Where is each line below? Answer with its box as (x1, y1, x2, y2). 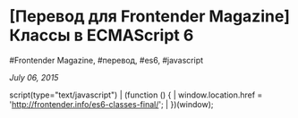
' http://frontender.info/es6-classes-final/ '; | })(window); (9, 98, 214, 109)
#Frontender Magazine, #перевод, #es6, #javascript (9, 55, 204, 65)
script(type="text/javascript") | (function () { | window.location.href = (9, 89, 263, 100)
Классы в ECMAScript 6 (9, 25, 194, 46)
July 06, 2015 (9, 72, 59, 82)
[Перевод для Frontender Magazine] (9, 6, 291, 27)
